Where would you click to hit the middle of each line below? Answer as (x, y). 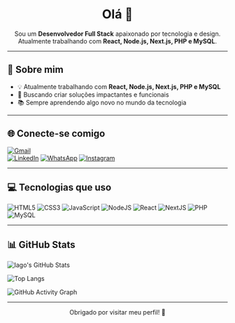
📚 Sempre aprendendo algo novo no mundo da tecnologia (102, 102)
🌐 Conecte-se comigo (56, 133)
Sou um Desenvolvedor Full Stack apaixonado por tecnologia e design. (117, 34)
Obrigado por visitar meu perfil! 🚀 (117, 312)
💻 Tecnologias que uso (59, 187)
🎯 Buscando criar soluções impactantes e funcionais (93, 95)
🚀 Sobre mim (36, 70)
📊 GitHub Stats (41, 245)
